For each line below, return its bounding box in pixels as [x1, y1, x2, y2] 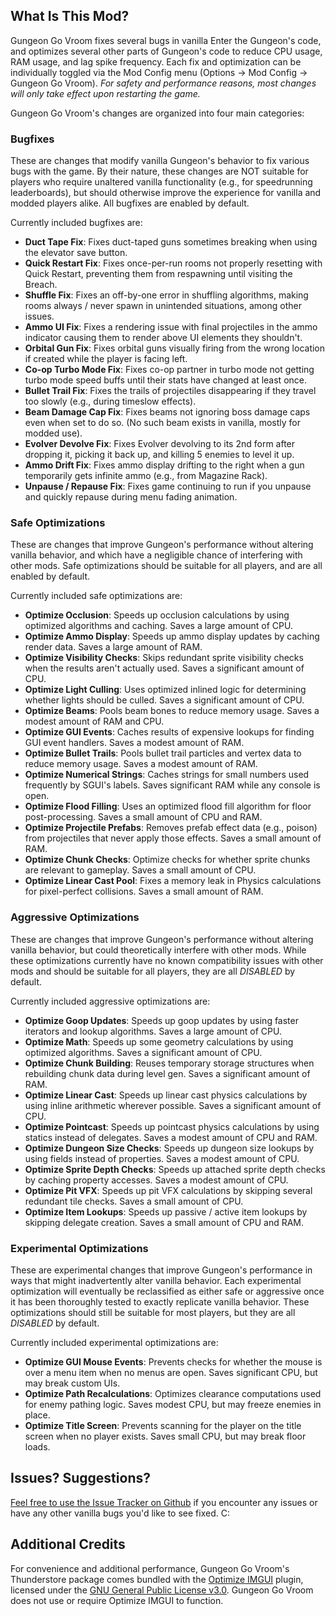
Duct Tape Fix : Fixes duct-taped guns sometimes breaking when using [24, 236, 318, 248]
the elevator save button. [24, 247, 128, 259]
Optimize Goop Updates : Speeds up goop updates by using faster [24, 1014, 299, 1026]
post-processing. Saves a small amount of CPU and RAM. [24, 811, 263, 823]
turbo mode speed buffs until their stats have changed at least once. [24, 374, 307, 386]
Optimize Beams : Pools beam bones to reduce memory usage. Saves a [24, 705, 320, 717]
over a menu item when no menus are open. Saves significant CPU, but [24, 1367, 318, 1378]
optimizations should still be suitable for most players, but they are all [10, 1307, 296, 1318]
